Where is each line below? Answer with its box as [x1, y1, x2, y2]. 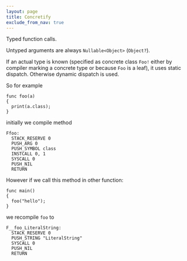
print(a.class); [11, 104, 51, 110]
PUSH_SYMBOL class [11, 146, 57, 152]
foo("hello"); [11, 198, 46, 204]
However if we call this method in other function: [6, 177, 124, 184]
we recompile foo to [6, 213, 55, 221]
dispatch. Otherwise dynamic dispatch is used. [6, 71, 120, 78]
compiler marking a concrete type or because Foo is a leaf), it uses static [6, 65, 182, 72]
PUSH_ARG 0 [11, 141, 38, 147]
